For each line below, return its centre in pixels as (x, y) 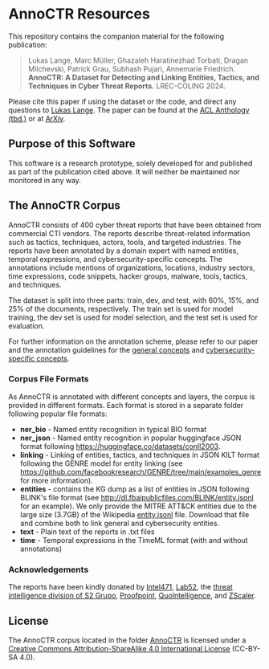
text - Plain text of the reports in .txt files (87, 532)
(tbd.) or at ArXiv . (37, 118)
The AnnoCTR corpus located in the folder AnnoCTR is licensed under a (127, 640)
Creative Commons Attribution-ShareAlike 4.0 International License (119, 648)
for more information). (57, 480)
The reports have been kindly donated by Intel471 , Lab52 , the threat (120, 587)
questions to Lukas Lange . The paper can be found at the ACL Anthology (129, 110)
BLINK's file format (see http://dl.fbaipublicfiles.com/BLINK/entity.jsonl (137, 497)
